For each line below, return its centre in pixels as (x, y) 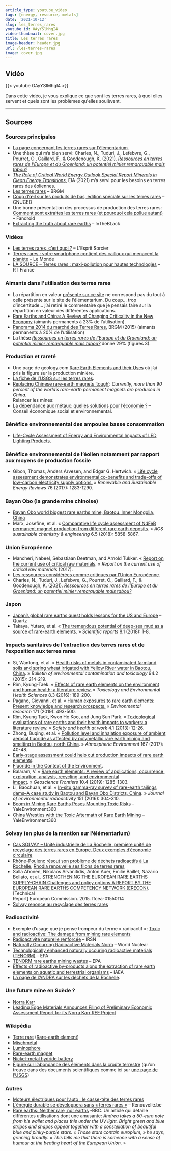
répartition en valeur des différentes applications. (64, 310)
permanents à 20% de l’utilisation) (49, 332)
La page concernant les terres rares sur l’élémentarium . (71, 148)
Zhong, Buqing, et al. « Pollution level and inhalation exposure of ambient (89, 733)
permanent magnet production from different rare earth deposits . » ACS (88, 528)
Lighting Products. (32, 441)
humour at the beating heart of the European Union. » (69, 1143)
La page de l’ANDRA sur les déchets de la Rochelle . (66, 978)
